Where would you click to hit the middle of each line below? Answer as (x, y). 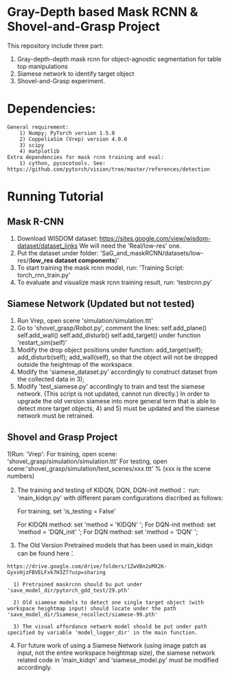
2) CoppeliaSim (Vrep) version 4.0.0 (73, 139)
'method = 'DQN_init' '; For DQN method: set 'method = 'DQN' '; (107, 531)
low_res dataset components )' (75, 260)
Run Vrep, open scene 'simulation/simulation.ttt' (85, 320)
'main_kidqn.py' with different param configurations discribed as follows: (120, 498)
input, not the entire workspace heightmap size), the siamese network (116, 653)
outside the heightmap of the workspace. (75, 364)
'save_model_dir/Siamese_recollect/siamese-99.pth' (82, 614)
